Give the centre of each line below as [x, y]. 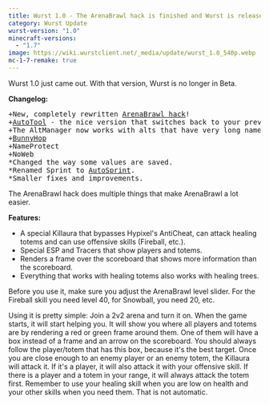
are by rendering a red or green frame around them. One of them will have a [133, 332]
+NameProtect [34, 146]
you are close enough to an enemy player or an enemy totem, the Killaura [129, 358]
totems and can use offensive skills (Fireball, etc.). [102, 241]
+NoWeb [21, 154]
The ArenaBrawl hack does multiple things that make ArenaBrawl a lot [123, 193]
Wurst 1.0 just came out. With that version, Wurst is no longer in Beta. [123, 83]
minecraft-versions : [43, 38]
